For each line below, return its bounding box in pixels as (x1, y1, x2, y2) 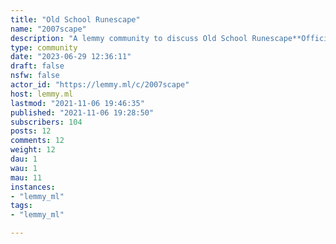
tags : (10, 201, 33, 211)
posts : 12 (10, 126, 52, 136)
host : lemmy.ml (10, 89, 74, 99)
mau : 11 (10, 172, 43, 183)
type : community (10, 42, 78, 53)
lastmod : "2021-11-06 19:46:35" (10, 98, 145, 108)
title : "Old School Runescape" (10, 14, 141, 25)
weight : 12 (10, 145, 56, 155)
